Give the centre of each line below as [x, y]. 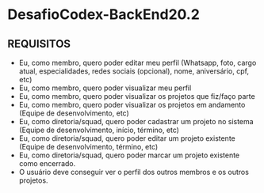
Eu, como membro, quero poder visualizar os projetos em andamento [132, 105]
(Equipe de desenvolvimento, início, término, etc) [99, 130]
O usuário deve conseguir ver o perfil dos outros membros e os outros [134, 172]
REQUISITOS [39, 44]
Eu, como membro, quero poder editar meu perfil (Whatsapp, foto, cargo [138, 62]
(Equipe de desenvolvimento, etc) [74, 113]
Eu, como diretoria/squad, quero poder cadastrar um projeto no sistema [136, 121]
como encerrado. [47, 163]
